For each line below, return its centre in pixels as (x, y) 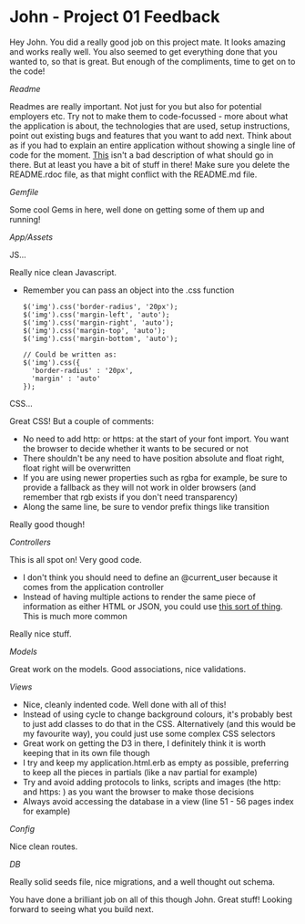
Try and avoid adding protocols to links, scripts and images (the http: (152, 782)
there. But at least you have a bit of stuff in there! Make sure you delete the (150, 164)
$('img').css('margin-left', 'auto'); (96, 315)
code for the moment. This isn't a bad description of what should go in (142, 155)
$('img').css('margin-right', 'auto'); (98, 322)
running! (25, 219)
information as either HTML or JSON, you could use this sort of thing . (153, 606)
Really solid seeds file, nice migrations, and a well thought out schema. (142, 881)
